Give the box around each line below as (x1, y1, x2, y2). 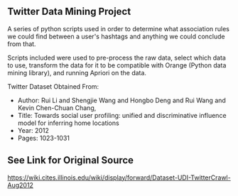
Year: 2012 (17, 126, 50, 134)
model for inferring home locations (17, 119, 119, 127)
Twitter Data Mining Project (7, 6, 131, 18)
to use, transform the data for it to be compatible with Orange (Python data (7, 60, 227, 70)
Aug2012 (7, 180, 34, 189)
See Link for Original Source (7, 154, 134, 166)
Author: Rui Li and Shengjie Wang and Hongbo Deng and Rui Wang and (17, 96, 226, 104)
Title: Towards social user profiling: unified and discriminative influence (17, 111, 227, 119)
